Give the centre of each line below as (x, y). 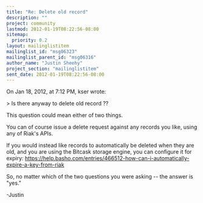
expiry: (15, 158)
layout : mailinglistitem (38, 46)
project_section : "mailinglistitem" (53, 69)
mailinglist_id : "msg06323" (42, 52)
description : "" (27, 18)
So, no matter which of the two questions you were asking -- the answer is (100, 177)
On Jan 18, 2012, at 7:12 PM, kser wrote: (56, 91)
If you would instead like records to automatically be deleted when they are (100, 145)
